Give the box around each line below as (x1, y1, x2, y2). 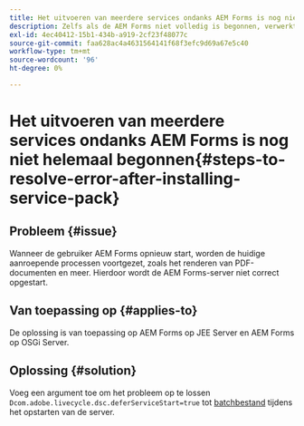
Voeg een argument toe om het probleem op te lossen (9, 387, 211, 398)
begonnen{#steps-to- (116, 150, 286, 170)
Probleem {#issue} (9, 224, 118, 239)
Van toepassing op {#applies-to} (9, 303, 198, 318)
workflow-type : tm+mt (9, 47, 91, 56)
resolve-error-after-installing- (9, 169, 242, 189)
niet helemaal (9, 150, 113, 170)
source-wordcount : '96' (9, 55, 100, 64)
